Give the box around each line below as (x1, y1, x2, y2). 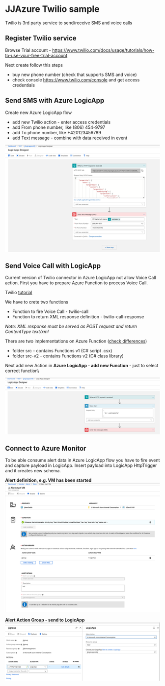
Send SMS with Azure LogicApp (5, 96, 105, 105)
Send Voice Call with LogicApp (5, 262, 101, 270)
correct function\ (5, 368, 39, 374)
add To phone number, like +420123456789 (12, 129, 102, 135)
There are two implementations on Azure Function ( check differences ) (5, 338, 147, 344)
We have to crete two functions (5, 299, 69, 305)
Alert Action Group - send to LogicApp (5, 617, 85, 623)
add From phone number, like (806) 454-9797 (12, 124, 106, 130)
